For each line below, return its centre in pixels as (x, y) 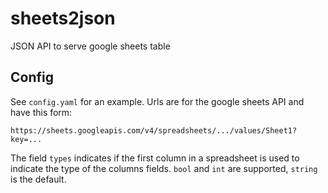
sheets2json (63, 18)
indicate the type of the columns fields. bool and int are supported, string (164, 168)
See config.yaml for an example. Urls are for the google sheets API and (157, 101)
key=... (26, 139)
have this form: (41, 112)
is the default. (38, 179)
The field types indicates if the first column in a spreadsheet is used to (155, 158)
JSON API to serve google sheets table (90, 46)
